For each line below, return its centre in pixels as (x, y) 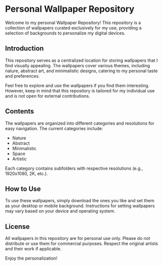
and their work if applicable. (33, 249)
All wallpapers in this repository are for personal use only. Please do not (78, 239)
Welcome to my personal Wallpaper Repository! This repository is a (73, 23)
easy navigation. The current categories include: (54, 128)
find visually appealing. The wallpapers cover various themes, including (78, 65)
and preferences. (23, 76)
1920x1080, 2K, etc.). (27, 173)
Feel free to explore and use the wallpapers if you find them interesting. (77, 85)
